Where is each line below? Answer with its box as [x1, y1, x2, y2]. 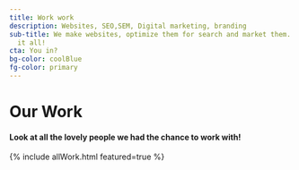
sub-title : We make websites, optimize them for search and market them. [9, 30, 292, 38]
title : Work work [9, 13, 75, 22]
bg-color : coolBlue [9, 55, 83, 64]
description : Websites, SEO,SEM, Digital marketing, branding [9, 21, 247, 30]
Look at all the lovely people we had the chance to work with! [9, 132, 242, 142]
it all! [17, 38, 47, 47]
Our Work [9, 102, 83, 122]
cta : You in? [9, 47, 58, 55]
